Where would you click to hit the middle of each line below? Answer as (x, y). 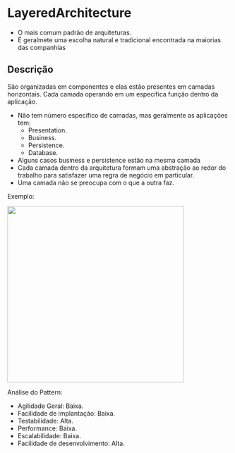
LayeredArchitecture (70, 13)
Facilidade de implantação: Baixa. (66, 413)
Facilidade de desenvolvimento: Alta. (71, 443)
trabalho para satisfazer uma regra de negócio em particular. (106, 175)
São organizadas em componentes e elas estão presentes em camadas (111, 87)
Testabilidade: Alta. (46, 421)
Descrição (30, 69)
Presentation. (47, 130)
